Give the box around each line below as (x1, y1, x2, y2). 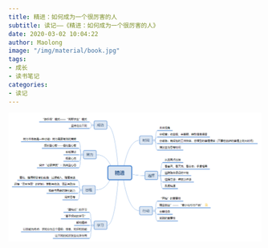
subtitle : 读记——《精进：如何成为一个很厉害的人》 (8, 21, 159, 30)
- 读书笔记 (8, 72, 40, 80)
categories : (8, 80, 48, 88)
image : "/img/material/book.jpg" (8, 47, 120, 55)
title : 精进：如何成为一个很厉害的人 (8, 13, 118, 21)
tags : (8, 55, 26, 63)
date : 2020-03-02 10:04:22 (8, 30, 99, 38)
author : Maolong (8, 39, 63, 47)
